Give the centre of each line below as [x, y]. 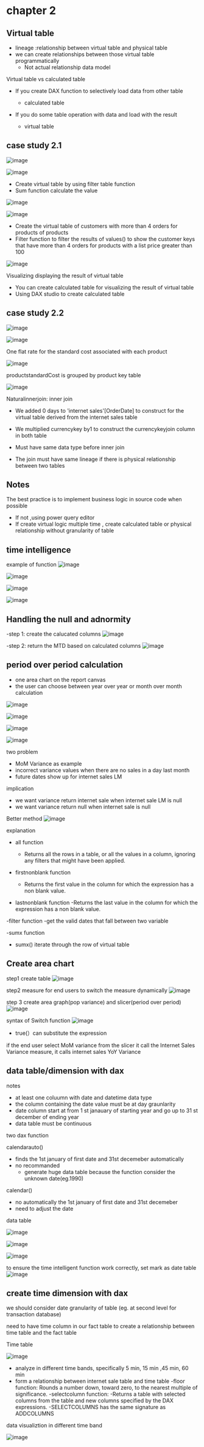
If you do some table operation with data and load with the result [96, 114]
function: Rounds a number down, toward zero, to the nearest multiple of [106, 1388]
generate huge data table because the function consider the [100, 1172]
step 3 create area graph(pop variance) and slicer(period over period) [94, 1002]
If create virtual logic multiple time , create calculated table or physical [103, 524]
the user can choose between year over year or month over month [99, 686]
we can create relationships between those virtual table [85, 54]
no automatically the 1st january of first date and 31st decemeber [97, 1202]
